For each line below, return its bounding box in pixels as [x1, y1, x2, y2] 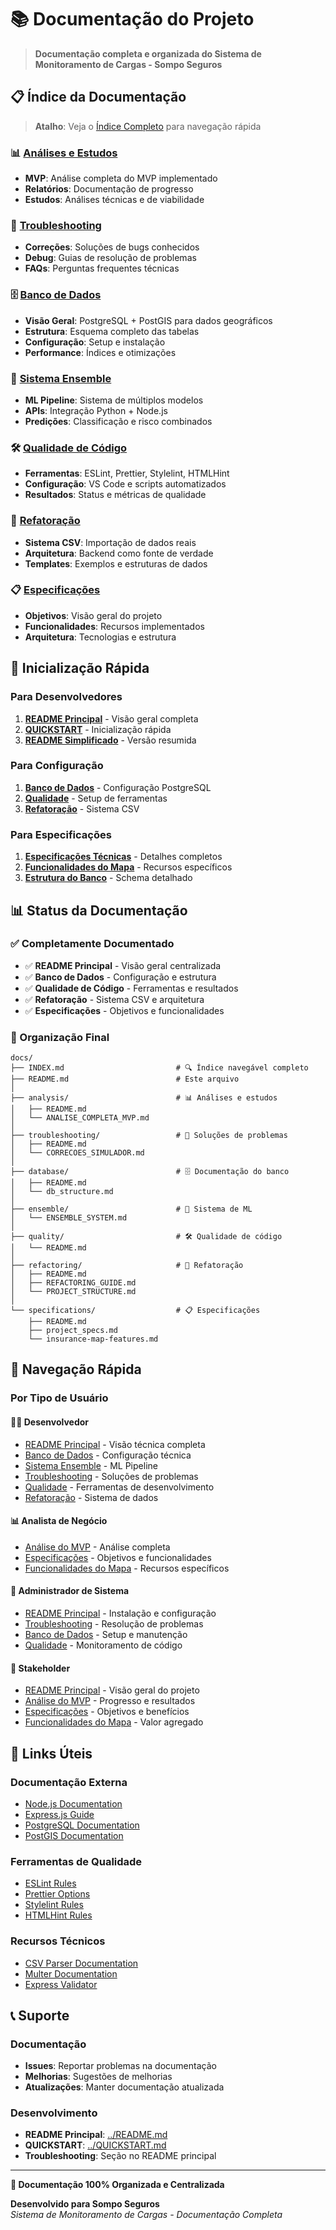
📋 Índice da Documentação [10, 89, 187, 106]
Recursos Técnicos [10, 1934, 106, 1948]
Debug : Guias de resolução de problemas [24, 252, 197, 264]
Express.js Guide [24, 1808, 95, 1820]
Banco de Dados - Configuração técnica [24, 1449, 192, 1461]
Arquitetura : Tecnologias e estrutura [24, 631, 177, 643]
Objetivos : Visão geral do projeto [24, 609, 163, 621]
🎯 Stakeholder [10, 1662, 71, 1674]
